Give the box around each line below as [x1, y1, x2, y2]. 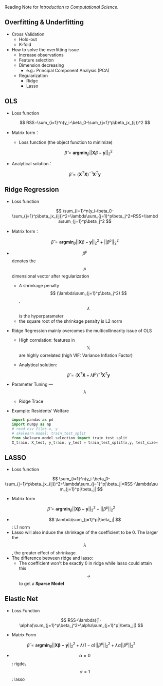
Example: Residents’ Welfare [11, 408, 69, 414]
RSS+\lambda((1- [67, 617, 102, 623]
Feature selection [18, 57, 54, 63]
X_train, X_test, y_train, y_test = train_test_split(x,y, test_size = [11, 440, 158, 445]
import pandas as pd [11, 417, 54, 422]
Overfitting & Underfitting [4, 18, 84, 26]
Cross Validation [11, 31, 45, 37]
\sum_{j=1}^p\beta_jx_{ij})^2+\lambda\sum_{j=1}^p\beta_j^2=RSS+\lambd [11, 213, 158, 219]
